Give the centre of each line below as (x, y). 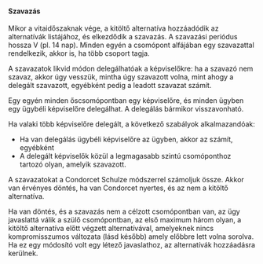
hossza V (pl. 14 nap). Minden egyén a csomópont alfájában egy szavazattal (131, 45)
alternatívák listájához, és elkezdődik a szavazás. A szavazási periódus (123, 37)
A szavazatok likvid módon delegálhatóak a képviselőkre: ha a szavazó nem (131, 69)
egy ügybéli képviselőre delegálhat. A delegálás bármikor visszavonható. (126, 109)
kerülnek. (23, 253)
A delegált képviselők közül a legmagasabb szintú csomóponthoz (125, 156)
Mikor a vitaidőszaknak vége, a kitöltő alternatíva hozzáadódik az (113, 28)
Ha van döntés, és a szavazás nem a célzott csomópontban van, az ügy (124, 211)
